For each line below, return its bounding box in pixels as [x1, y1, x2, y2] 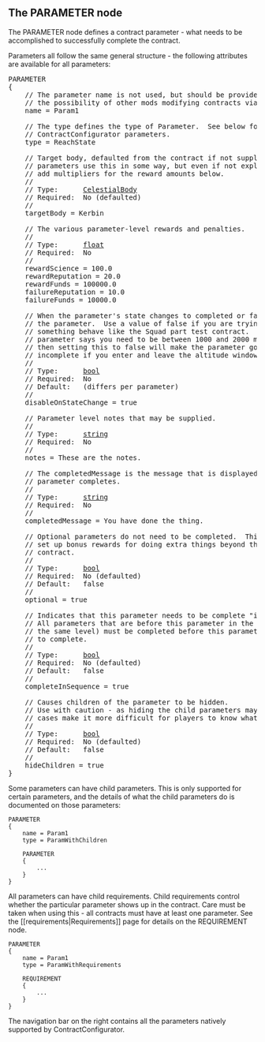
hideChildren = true [24, 760, 104, 770]
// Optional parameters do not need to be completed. [24, 532, 237, 541]
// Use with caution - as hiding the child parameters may [24, 705, 258, 715]
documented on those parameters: [8, 800, 121, 809]
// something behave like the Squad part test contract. [24, 327, 250, 336]
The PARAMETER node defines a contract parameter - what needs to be [8, 27, 243, 36]
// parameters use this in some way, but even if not [24, 161, 237, 170]
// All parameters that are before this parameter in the [24, 618, 254, 628]
